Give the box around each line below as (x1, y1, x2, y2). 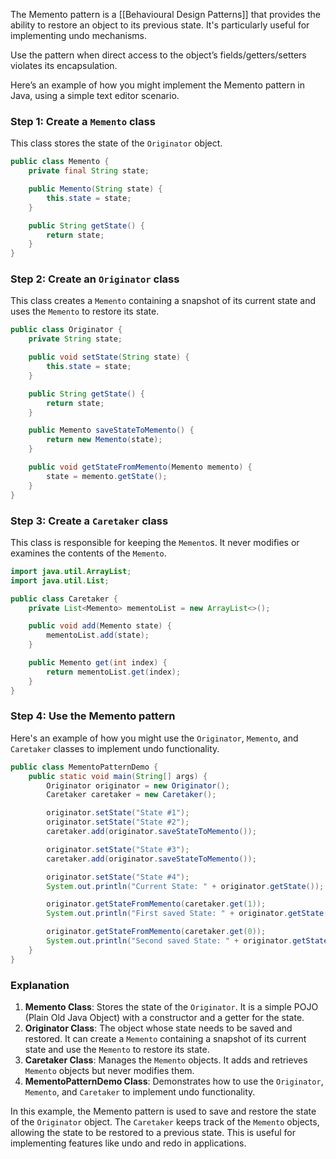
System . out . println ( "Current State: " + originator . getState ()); (46, 881, 325, 891)
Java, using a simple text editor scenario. (10, 90, 180, 101)
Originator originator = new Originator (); (46, 780, 230, 791)
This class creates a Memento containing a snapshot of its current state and (10, 295, 317, 307)
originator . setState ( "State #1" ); (46, 808, 190, 818)
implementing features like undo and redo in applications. (10, 1137, 247, 1149)
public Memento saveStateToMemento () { (28, 425, 195, 436)
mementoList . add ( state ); (46, 630, 150, 641)
